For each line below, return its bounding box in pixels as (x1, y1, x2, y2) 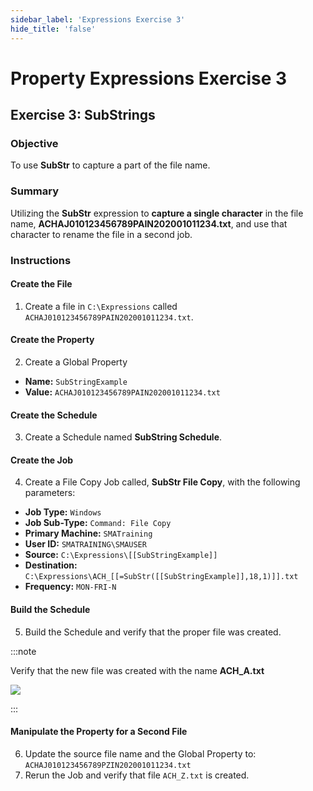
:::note (10, 645, 37, 657)
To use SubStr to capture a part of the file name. (10, 159, 211, 171)
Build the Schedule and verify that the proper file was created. (24, 626, 282, 638)
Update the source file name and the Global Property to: (24, 747, 257, 760)
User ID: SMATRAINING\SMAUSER (24, 538, 147, 550)
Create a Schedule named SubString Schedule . (24, 431, 223, 443)
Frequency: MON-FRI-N (24, 581, 117, 593)
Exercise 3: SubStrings (10, 107, 156, 124)
